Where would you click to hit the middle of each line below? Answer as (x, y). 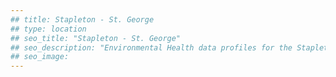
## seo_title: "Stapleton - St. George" (96, 38)
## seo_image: (40, 57)
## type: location (48, 29)
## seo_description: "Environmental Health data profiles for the (151, 47)
